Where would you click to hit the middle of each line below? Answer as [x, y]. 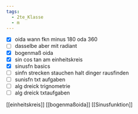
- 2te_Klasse [28, 17]
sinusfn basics [32, 66]
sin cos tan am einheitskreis [49, 59]
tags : [13, 12]
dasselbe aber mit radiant [46, 46]
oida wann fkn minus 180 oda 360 [56, 40]
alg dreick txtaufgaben [42, 93]
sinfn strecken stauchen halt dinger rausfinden [72, 73]
